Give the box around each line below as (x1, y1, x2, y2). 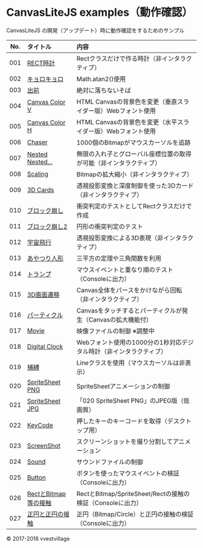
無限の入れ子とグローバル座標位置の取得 (76, 150, 192, 158)
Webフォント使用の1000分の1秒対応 (76, 338, 182, 346)
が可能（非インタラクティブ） (76, 159, 161, 167)
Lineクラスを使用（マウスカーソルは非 (76, 358, 185, 367)
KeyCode (27, 421, 53, 429)
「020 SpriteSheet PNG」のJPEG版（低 (76, 396, 190, 404)
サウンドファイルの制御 (76, 458, 143, 466)
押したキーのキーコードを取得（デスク (76, 417, 185, 425)
